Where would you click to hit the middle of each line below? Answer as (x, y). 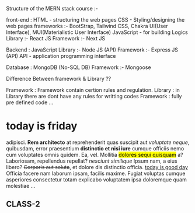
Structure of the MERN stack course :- (52, 8)
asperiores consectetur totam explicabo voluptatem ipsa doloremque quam (96, 179)
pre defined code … (30, 102)
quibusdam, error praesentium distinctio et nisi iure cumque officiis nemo (95, 148)
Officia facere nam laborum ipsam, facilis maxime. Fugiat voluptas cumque (96, 173)
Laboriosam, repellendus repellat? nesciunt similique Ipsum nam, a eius (92, 161)
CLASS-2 (23, 204)
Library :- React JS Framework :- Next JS (56, 38)
